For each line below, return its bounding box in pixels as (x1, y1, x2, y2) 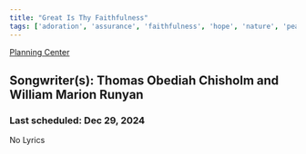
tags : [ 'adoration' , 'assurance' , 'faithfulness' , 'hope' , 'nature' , (9, 22, 280, 31)
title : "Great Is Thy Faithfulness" (9, 13, 148, 23)
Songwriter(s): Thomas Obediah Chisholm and (9, 72, 280, 88)
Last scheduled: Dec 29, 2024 (9, 114, 146, 127)
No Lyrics (9, 135, 46, 146)
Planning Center (9, 46, 70, 57)
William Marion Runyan (9, 87, 144, 102)
